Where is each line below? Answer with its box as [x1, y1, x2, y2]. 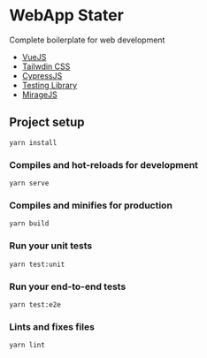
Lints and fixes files [9, 320, 96, 332]
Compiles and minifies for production [9, 199, 172, 211]
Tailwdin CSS [21, 61, 71, 72]
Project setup [9, 115, 86, 130]
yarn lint [9, 341, 46, 350]
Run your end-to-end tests [9, 280, 126, 293]
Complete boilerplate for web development [9, 34, 165, 45]
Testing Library [21, 80, 78, 90]
